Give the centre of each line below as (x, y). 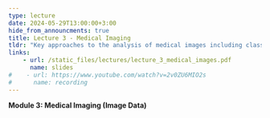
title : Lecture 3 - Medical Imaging (70, 38)
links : (19, 53)
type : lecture (32, 16)
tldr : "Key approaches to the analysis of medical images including (125, 45)
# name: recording (48, 82)
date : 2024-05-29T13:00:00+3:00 (62, 23)
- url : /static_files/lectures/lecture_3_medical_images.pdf (127, 61)
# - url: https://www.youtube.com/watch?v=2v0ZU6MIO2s (107, 75)
